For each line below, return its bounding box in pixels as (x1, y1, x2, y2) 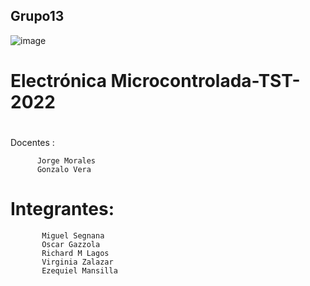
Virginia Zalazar (41, 257, 114, 268)
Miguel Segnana (41, 231, 105, 241)
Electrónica (10, 70, 107, 92)
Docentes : (10, 137, 55, 149)
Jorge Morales (36, 156, 97, 166)
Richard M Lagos (41, 249, 110, 259)
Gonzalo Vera (36, 165, 92, 175)
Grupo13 (10, 8, 65, 25)
